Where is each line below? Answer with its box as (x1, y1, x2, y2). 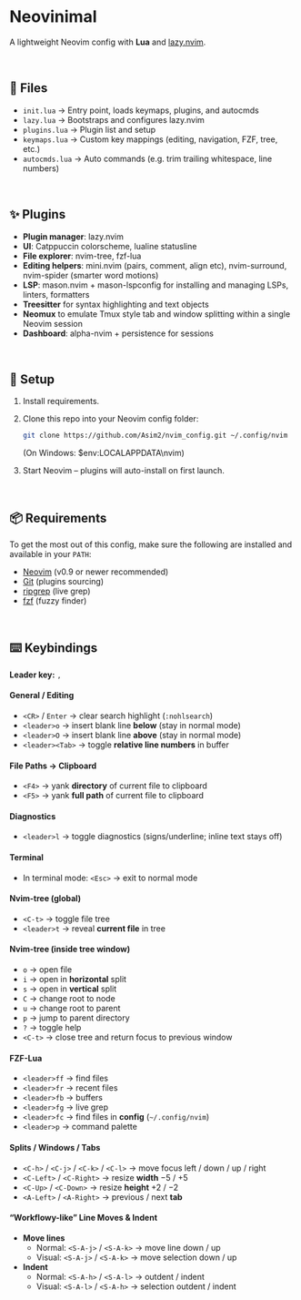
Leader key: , (9, 669, 62, 680)
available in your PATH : (9, 549, 92, 560)
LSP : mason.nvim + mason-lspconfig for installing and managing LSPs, (22, 279, 289, 290)
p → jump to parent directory (22, 1012, 130, 1023)
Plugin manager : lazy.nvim (22, 230, 125, 242)
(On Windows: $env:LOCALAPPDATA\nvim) (22, 448, 185, 459)
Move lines (22, 1232, 65, 1244)
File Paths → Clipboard (9, 760, 97, 771)
